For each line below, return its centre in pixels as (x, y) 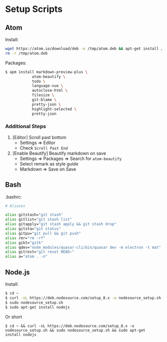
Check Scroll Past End (44, 148)
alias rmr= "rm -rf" (25, 238)
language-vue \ (47, 86)
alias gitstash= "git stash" (34, 215)
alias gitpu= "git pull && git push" (43, 233)
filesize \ (43, 95)
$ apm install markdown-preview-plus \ (46, 72)
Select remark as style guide (49, 164)
